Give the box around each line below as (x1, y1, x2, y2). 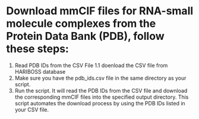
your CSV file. (14, 106, 49, 113)
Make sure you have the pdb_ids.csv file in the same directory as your (14, 74, 187, 82)
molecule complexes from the (6, 17, 156, 30)
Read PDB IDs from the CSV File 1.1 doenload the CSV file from (14, 61, 168, 69)
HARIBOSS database (14, 68, 66, 75)
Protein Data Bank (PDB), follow (6, 30, 165, 43)
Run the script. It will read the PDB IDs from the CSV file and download (14, 87, 188, 94)
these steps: (6, 42, 70, 56)
